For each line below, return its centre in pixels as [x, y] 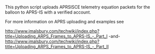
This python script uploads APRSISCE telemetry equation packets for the [77, 7]
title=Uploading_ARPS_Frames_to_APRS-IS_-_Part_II [57, 46]
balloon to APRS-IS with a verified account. [48, 12]
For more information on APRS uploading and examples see [65, 22]
